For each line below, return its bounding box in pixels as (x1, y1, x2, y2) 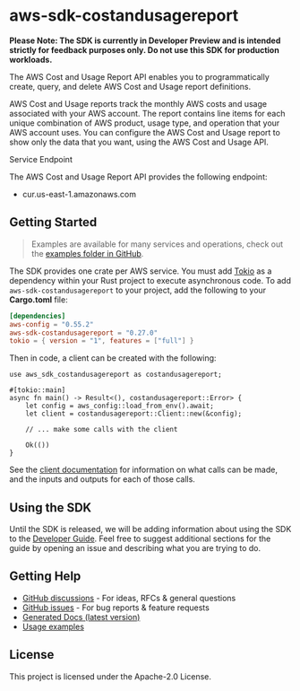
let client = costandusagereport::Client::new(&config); (25, 409, 243, 418)
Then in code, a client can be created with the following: (9, 353, 217, 363)
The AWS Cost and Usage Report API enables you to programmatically (9, 71, 270, 82)
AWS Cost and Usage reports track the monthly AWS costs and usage (9, 98, 267, 109)
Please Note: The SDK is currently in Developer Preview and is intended (9, 35, 281, 46)
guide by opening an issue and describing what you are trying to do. (9, 543, 261, 554)
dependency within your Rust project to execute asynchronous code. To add (9, 275, 292, 285)
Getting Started (9, 214, 98, 230)
